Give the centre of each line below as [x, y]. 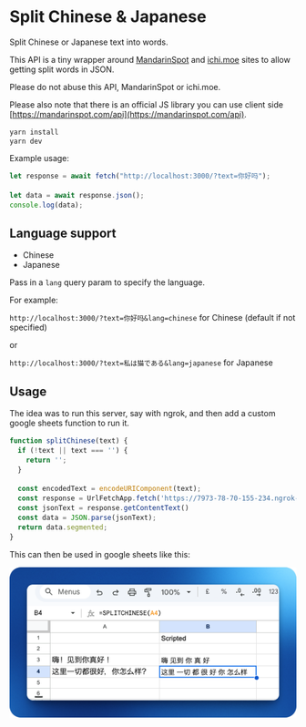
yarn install [34, 132]
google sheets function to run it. [70, 423]
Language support [63, 233]
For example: [34, 300]
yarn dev [26, 141]
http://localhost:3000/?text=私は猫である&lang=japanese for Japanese [141, 363]
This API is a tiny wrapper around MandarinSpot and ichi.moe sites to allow [150, 59]
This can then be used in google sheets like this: [100, 554]
